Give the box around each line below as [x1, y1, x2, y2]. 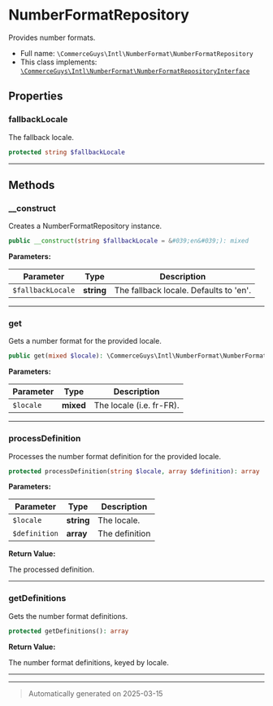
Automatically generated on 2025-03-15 [28, 688, 163, 698]
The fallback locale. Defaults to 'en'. [114, 285, 252, 296]
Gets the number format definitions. [8, 611, 128, 620]
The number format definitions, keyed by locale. [8, 657, 169, 667]
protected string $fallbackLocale [8, 148, 126, 156]
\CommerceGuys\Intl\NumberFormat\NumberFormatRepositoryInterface [19, 67, 250, 75]
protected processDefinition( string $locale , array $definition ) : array [8, 467, 260, 476]
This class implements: [19, 57, 97, 67]
